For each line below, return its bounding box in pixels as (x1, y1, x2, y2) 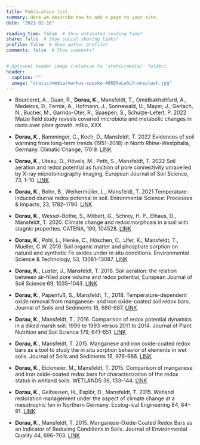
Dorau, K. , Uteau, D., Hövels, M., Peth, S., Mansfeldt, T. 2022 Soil (14, 158, 176, 165)
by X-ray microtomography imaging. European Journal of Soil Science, (14, 170, 189, 177)
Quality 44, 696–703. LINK (14, 432, 81, 439)
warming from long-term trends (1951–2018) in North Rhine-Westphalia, (14, 140, 190, 147)
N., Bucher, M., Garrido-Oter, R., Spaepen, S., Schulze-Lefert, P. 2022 (14, 109, 187, 116)
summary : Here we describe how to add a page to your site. (6, 14, 159, 20)
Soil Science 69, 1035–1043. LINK (14, 280, 97, 287)
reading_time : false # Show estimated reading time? (6, 30, 143, 36)
